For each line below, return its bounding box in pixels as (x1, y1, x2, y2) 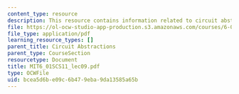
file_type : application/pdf (7, 30, 91, 37)
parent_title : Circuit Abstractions (7, 43, 116, 50)
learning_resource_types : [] (7, 37, 94, 44)
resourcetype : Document (7, 57, 78, 64)
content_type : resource (7, 10, 78, 18)
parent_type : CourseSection (7, 50, 91, 57)
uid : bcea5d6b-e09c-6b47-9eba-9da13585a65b (7, 76, 139, 83)
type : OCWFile (7, 69, 50, 76)
